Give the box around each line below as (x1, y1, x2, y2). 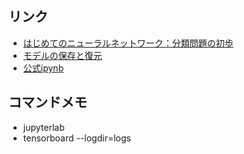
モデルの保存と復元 (22, 49, 103, 61)
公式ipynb (22, 62, 65, 74)
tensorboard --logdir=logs (22, 132, 131, 144)
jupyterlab (22, 121, 65, 133)
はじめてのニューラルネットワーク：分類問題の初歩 (22, 37, 234, 49)
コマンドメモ (8, 94, 88, 111)
